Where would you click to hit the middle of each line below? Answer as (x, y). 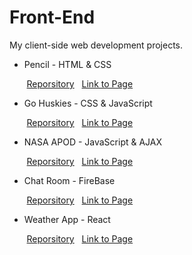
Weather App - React (67, 219)
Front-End (52, 17)
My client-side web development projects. (96, 45)
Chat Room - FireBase (69, 180)
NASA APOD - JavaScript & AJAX (93, 142)
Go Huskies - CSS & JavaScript (88, 103)
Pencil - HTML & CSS (67, 64)
